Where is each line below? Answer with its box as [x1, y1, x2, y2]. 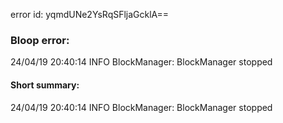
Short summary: [10, 79, 80, 91]
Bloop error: [10, 33, 70, 47]
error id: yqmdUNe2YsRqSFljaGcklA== [10, 9, 170, 20]
